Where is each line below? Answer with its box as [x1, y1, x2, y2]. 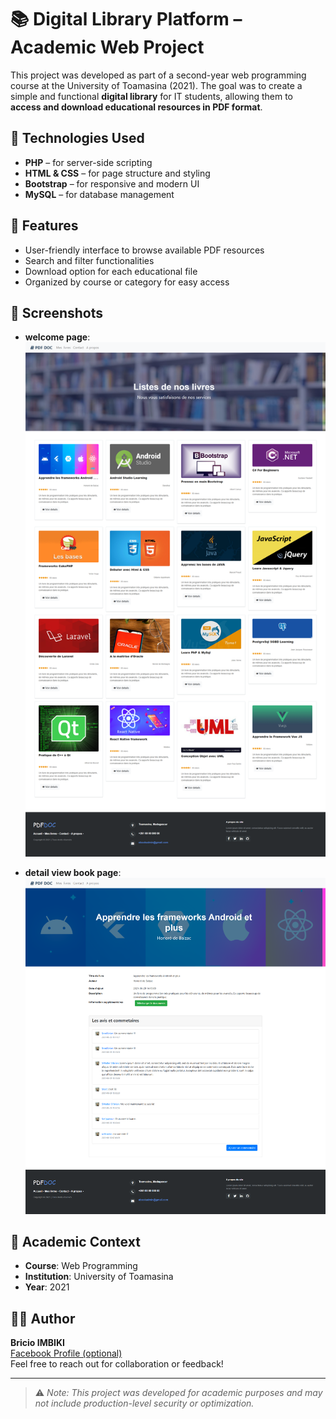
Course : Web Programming [24, 1260, 138, 1272]
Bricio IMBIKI [10, 1337, 65, 1349]
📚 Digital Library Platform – [10, 8, 243, 31]
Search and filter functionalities [24, 254, 155, 266]
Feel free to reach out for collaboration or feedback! [10, 1358, 224, 1370]
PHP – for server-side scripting [24, 156, 153, 168]
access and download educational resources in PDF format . [10, 101, 263, 113]
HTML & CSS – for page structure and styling [24, 167, 211, 179]
